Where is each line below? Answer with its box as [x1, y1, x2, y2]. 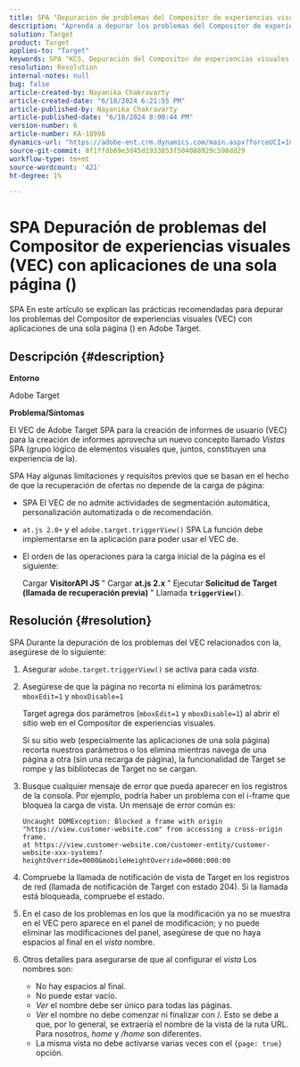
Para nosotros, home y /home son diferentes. [35, 1028, 203, 1038]
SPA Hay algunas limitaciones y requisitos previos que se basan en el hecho [9, 470, 289, 481]
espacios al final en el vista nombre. [21, 936, 155, 947]
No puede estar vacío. [35, 990, 118, 1001]
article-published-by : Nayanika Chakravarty [9, 105, 178, 114]
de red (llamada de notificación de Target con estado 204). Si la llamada [21, 881, 288, 892]
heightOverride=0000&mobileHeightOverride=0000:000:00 [21, 856, 231, 865]
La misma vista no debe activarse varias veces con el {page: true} [35, 1037, 283, 1048]
